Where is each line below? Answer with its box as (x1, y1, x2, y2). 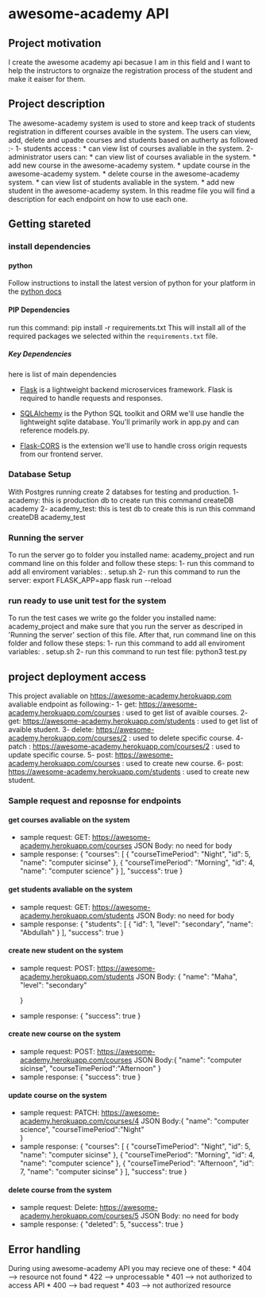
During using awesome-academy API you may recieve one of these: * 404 (8, 1264, 252, 1273)
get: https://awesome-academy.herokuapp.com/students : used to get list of (8, 716, 258, 726)
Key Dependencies (8, 349, 72, 359)
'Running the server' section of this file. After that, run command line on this (8, 630, 256, 640)
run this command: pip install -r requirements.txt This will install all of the (8, 322, 246, 332)
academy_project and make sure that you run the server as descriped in (8, 622, 244, 631)
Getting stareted (8, 218, 91, 231)
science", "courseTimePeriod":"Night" (19, 1125, 145, 1134)
